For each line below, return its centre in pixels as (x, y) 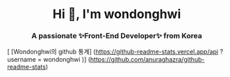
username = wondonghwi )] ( (49, 60)
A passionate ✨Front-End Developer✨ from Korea (117, 36)
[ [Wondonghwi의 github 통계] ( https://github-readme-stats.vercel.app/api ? (115, 52)
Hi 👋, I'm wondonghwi (117, 14)
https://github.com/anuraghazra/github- (147, 60)
